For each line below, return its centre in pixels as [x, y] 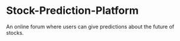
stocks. [15, 32]
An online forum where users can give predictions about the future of [90, 27]
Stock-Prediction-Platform [72, 11]
